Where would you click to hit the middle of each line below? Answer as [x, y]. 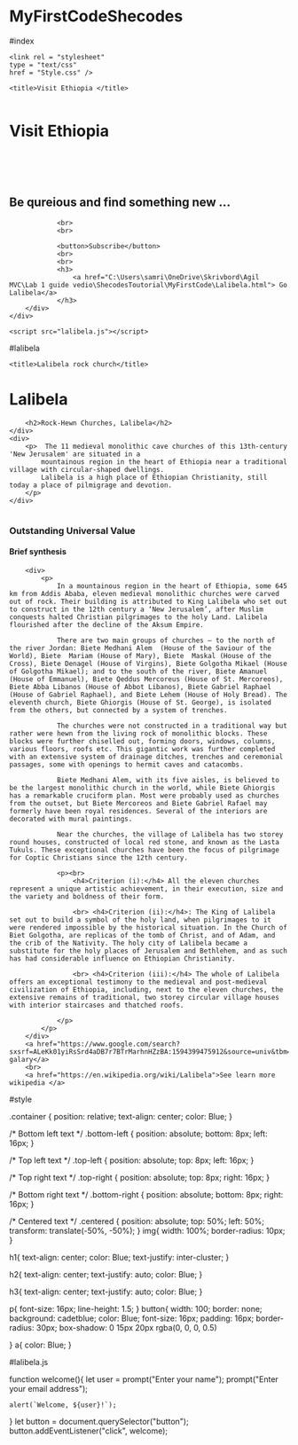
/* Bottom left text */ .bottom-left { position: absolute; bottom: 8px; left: [138, 1134]
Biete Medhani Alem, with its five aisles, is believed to [168, 780]
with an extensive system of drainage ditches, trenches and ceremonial [146, 757]
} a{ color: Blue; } [41, 1345]
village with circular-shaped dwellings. [87, 469]
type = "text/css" [43, 65]
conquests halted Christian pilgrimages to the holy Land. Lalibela [138, 617]
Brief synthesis [38, 552]
